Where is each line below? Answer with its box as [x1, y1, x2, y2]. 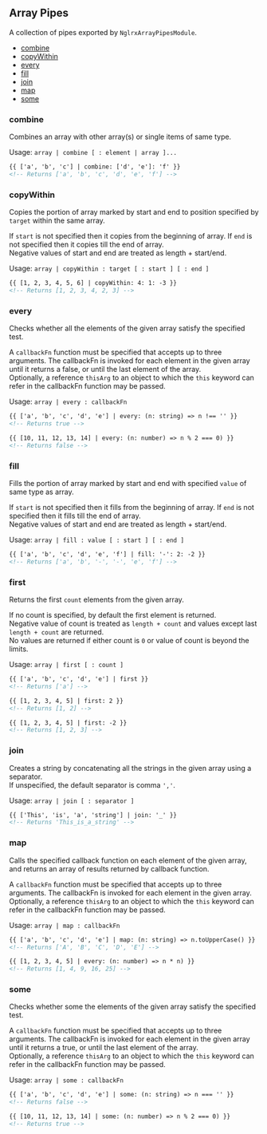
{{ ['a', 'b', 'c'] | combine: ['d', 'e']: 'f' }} [9, 163, 181, 171]
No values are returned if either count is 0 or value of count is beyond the [9, 636, 249, 646]
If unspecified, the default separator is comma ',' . [9, 780, 176, 789]
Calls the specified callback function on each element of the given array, [9, 855, 248, 865]
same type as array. [9, 487, 74, 496]
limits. [9, 644, 29, 654]
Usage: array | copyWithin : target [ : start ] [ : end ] [9, 263, 210, 274]
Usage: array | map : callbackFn [9, 920, 120, 930]
